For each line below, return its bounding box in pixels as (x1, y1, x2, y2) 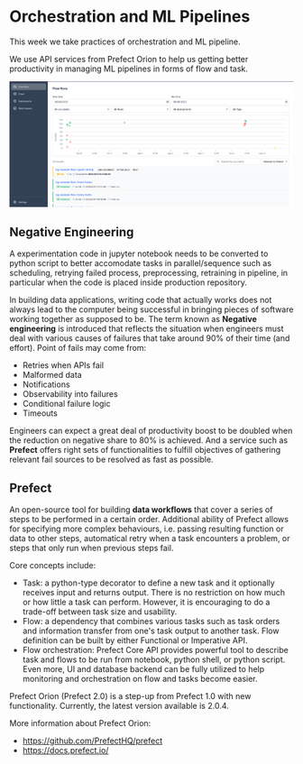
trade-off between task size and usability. (22, 606, 178, 617)
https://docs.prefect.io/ (22, 745, 109, 756)
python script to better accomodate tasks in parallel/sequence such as (9, 258, 272, 269)
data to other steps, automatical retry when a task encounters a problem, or (9, 533, 290, 544)
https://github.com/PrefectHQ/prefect (22, 735, 163, 746)
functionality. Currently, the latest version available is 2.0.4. (9, 701, 230, 712)
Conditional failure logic (22, 399, 111, 410)
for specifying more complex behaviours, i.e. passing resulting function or (9, 523, 284, 534)
